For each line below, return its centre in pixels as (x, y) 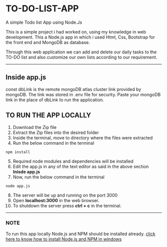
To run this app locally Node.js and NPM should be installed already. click (81, 234)
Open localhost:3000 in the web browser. (56, 200)
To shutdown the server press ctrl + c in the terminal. (67, 206)
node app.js (18, 186)
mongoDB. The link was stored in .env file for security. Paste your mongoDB (83, 94)
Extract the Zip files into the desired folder (56, 132)
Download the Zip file (34, 127)
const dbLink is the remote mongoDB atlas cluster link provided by (74, 89)
